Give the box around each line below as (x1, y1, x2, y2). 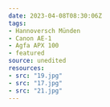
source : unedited (8, 57, 67, 65)
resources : (8, 64, 45, 72)
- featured (8, 49, 45, 57)
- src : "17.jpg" (8, 79, 63, 87)
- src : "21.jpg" (8, 86, 63, 95)
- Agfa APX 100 (8, 42, 59, 50)
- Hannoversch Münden (8, 27, 81, 35)
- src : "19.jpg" (8, 72, 63, 80)
